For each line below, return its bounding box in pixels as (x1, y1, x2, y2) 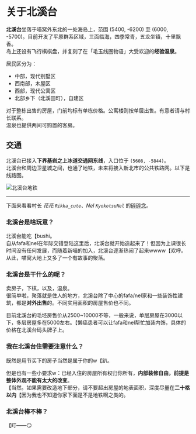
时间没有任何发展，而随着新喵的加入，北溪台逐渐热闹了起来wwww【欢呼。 (6, 247, 187, 254)
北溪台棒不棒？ (6, 407, 48, 415)
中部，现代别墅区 (14, 73, 56, 80)
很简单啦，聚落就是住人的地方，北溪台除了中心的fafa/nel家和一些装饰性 (6, 292, 178, 299)
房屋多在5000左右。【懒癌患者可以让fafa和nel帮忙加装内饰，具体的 (26, 319, 187, 326)
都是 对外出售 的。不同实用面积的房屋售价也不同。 (16, 299, 134, 306)
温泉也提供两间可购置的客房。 (6, 121, 78, 129)
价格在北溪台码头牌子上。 (6, 326, 68, 333)
